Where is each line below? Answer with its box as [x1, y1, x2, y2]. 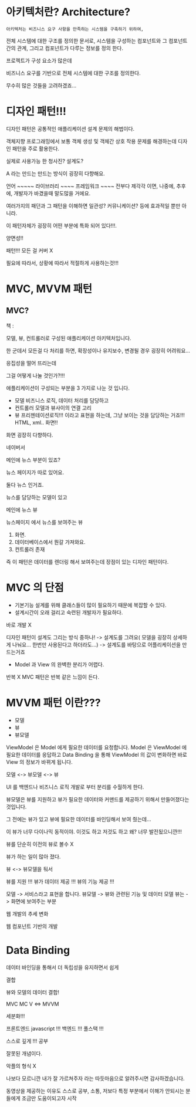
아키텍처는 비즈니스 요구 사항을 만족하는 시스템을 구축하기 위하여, [6, 26, 144, 32]
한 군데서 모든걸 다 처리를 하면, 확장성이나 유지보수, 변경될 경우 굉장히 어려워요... [6, 347, 191, 354]
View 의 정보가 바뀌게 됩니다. [6, 758, 73, 766]
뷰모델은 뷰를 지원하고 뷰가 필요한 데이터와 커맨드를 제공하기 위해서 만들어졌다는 [6, 795, 190, 803]
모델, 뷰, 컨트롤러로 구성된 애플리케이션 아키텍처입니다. [6, 334, 131, 341]
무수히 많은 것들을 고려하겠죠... [6, 82, 77, 89]
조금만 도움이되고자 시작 [21, 1095, 77, 1102]
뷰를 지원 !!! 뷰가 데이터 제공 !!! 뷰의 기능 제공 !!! [6, 878, 114, 885]
